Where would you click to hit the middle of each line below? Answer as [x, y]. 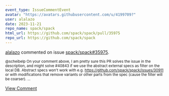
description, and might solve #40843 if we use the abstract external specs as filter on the [82, 66]
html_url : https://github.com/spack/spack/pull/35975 [63, 33]
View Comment [21, 88]
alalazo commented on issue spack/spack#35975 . [57, 52]
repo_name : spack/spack [30, 29]
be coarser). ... [18, 79]
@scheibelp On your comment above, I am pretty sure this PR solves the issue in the [78, 61]
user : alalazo [20, 19]
